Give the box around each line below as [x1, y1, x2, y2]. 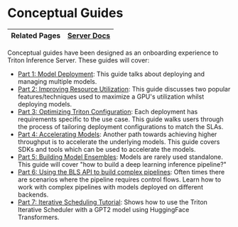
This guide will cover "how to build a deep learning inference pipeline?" [17, 160, 227, 168]
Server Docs [67, 31, 111, 40]
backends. [17, 190, 49, 199]
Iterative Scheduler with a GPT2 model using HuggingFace [17, 205, 190, 214]
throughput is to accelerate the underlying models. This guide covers [17, 137, 220, 146]
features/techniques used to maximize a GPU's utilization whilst [17, 92, 205, 101]
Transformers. [17, 213, 60, 221]
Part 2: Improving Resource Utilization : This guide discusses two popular [17, 84, 231, 93]
